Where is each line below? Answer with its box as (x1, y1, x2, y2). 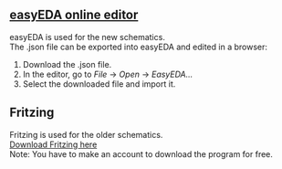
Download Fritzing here (9, 139, 98, 150)
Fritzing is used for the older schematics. (9, 129, 163, 140)
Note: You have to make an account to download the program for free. (9, 148, 274, 159)
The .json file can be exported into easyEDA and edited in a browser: (9, 41, 267, 52)
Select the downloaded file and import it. (22, 78, 176, 90)
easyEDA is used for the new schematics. (9, 31, 166, 42)
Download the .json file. (22, 58, 112, 69)
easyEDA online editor (9, 7, 139, 23)
